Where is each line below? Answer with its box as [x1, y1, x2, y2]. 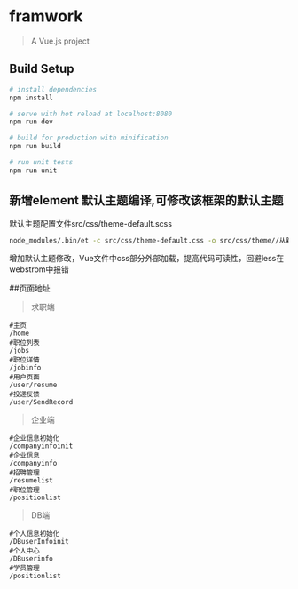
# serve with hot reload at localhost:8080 [9, 109, 173, 118]
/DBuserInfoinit [9, 537, 69, 546]
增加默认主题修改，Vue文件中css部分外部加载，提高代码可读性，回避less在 [9, 253, 285, 264]
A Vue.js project [30, 36, 90, 46]
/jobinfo [9, 363, 42, 372]
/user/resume [9, 380, 58, 390]
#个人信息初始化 [9, 529, 60, 538]
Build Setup [9, 61, 74, 76]
